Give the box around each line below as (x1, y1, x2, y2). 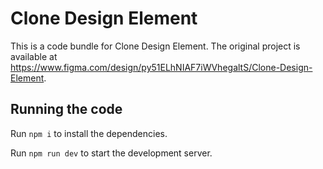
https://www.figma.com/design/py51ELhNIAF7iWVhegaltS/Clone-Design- (10, 61, 313, 73)
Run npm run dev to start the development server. (10, 147, 213, 159)
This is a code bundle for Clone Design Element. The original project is (10, 40, 301, 52)
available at (10, 50, 58, 62)
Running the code (10, 101, 123, 118)
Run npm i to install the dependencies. (10, 127, 168, 139)
